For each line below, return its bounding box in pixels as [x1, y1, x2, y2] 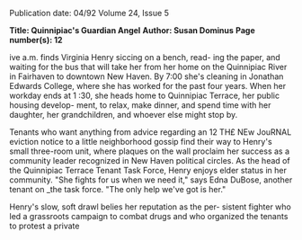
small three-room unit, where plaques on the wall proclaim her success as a [9, 146, 290, 156]
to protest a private [9, 220, 80, 231]
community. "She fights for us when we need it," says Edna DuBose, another [9, 174, 293, 185]
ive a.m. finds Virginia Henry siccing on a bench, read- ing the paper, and [9, 52, 280, 62]
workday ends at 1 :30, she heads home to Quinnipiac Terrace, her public [9, 90, 280, 101]
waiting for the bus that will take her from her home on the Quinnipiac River [9, 62, 288, 72]
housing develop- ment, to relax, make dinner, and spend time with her [9, 100, 271, 111]
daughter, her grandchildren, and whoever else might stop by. [9, 110, 238, 120]
